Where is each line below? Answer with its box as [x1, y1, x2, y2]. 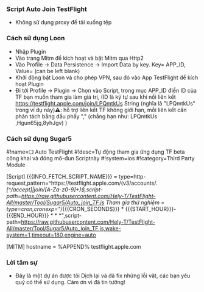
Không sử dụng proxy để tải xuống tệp [15, 19, 112, 26]
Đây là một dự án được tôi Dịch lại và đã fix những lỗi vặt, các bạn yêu [15, 272, 191, 279]
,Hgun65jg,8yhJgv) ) [15, 119, 68, 126]
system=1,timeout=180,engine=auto [6, 231, 96, 238]
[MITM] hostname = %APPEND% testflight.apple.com [6, 243, 141, 250]
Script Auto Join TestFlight [6, 5, 87, 13]
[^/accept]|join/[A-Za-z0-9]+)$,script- [6, 185, 104, 193]
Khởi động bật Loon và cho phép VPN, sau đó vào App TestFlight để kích [15, 74, 199, 81]
